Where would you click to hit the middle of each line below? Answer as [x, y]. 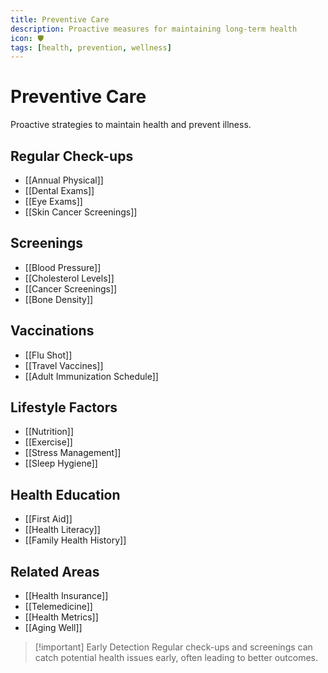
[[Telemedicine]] [58, 607]
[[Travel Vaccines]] [64, 365]
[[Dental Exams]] [59, 190]
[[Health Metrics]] [61, 617]
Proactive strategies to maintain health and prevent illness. [131, 125]
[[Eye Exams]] [53, 201]
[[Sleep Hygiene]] [61, 463]
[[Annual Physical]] [64, 180]
